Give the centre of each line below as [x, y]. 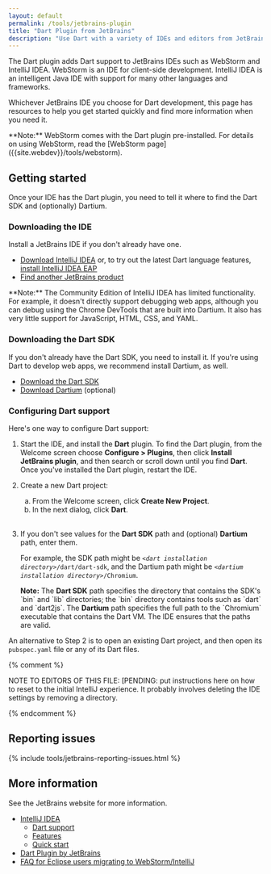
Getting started [48, 178]
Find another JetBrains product [72, 277]
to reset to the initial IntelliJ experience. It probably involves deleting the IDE [134, 689]
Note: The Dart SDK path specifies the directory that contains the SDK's [140, 591]
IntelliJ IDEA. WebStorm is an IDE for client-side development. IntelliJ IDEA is [135, 70]
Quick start [50, 844]
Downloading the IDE [50, 227]
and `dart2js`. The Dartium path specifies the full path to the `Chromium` [141, 608]
